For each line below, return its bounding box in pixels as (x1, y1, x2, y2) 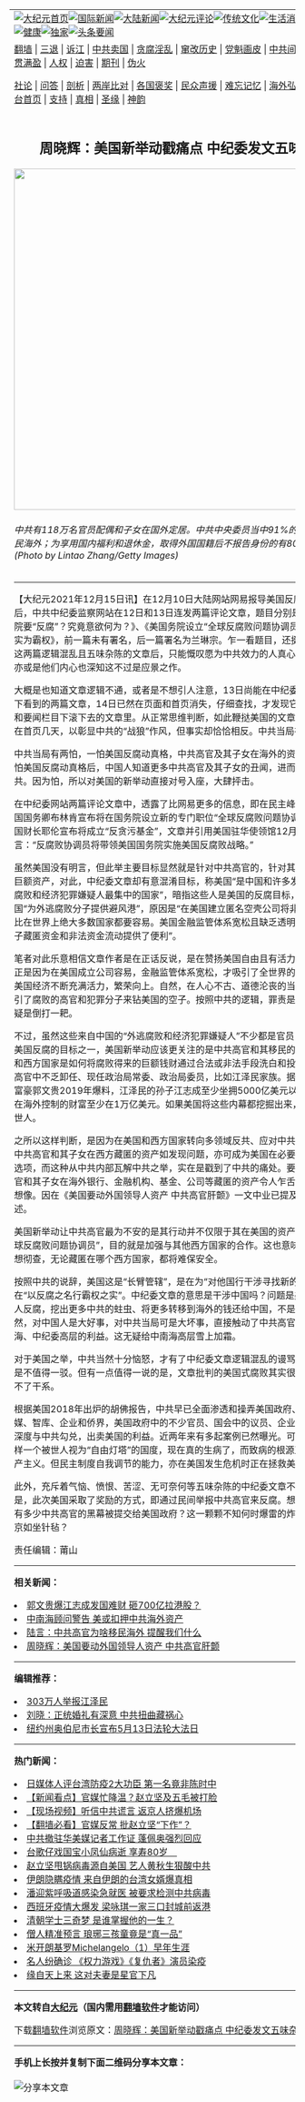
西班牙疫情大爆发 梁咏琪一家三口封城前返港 (26, 1901, 212, 1914)
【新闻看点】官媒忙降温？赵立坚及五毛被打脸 (26, 1792, 218, 1804)
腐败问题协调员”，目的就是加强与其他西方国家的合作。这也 (32, 1239, 282, 1252)
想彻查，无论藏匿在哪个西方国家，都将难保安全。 (14, 1253, 224, 1266)
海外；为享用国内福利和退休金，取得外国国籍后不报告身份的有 (23, 537, 288, 550)
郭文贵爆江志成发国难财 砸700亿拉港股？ (26, 1599, 202, 1612)
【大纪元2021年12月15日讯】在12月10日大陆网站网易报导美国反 (14, 593, 294, 606)
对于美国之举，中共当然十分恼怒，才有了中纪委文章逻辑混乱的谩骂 (14, 1353, 297, 1366)
